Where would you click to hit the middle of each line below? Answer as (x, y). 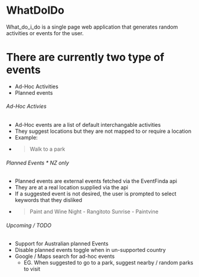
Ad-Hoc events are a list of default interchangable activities (88, 125)
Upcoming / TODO (29, 225)
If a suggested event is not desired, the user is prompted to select (96, 194)
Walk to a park (47, 149)
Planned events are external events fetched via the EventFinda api (96, 181)
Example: (26, 138)
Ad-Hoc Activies (26, 106)
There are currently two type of (85, 57)
